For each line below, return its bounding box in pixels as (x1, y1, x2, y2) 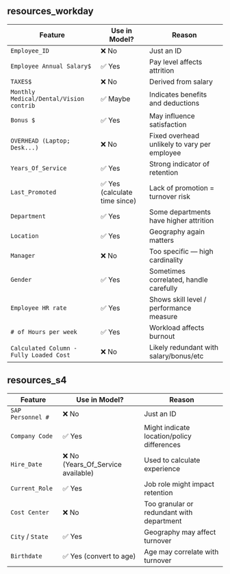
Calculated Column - (10, 344, 77, 352)
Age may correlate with (144, 547, 219, 556)
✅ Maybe (100, 94, 131, 104)
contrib (10, 101, 36, 109)
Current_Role (10, 484, 53, 492)
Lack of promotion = (149, 183, 214, 193)
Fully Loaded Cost (10, 351, 71, 359)
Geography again (149, 226, 205, 236)
